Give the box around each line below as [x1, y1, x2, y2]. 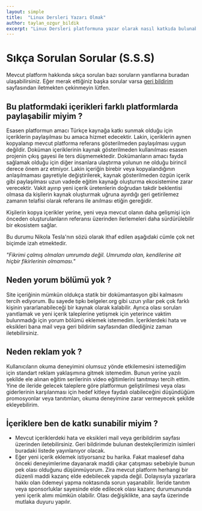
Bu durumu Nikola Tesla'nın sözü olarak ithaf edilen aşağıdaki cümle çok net [6, 233, 195, 240]
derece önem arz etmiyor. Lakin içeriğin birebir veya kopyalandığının [6, 165, 176, 172]
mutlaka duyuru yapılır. [14, 498, 72, 506]
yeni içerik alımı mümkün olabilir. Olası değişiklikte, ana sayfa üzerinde [14, 492, 189, 499]
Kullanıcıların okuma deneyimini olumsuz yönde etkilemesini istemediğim [6, 363, 186, 370]
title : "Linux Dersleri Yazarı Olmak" [6, 14, 106, 20]
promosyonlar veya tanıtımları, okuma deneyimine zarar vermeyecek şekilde [6, 394, 195, 402]
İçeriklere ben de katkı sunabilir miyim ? [6, 418, 158, 429]
